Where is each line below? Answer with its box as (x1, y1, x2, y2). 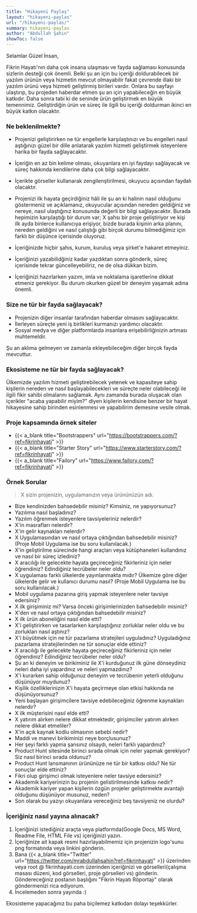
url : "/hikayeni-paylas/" (6, 19, 69, 25)
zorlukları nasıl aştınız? (14, 628, 70, 635)
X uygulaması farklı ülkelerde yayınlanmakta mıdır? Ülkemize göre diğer (14, 572, 188, 579)
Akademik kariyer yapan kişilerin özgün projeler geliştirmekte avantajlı (14, 785, 184, 792)
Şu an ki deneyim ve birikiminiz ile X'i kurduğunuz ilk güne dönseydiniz (14, 659, 186, 667)
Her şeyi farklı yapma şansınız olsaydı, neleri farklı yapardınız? (14, 741, 166, 748)
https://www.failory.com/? (91, 457, 154, 464)
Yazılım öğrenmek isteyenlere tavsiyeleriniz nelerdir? (14, 515, 142, 522)
